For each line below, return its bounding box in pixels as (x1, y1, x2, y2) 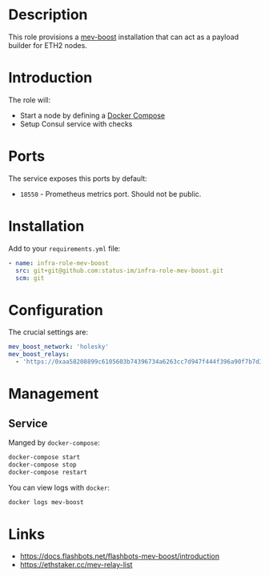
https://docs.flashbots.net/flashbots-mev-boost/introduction (19, 551, 220, 561)
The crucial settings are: (8, 327, 88, 337)
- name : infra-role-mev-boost (8, 258, 110, 267)
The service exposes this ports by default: (8, 174, 148, 183)
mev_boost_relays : (8, 351, 70, 359)
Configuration (8, 301, 104, 319)
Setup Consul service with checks (19, 118, 133, 129)
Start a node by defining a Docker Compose (19, 110, 166, 120)
